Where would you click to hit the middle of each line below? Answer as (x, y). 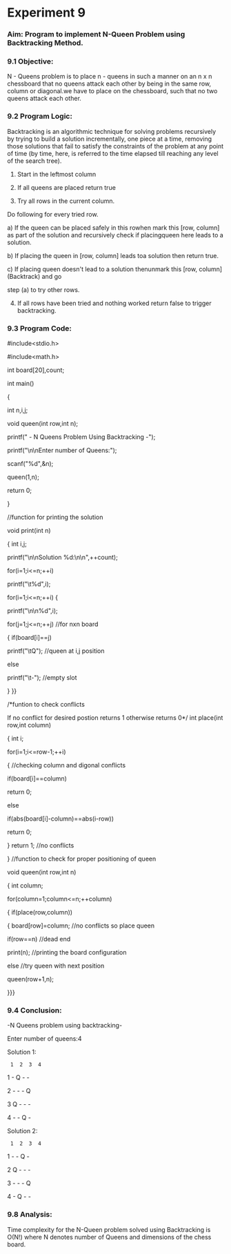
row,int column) (29, 725)
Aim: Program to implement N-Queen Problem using (96, 35)
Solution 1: (22, 1052)
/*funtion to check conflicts (46, 704)
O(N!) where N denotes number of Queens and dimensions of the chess (109, 1237)
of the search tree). (34, 161)
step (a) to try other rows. (43, 290)
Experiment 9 (47, 13)
